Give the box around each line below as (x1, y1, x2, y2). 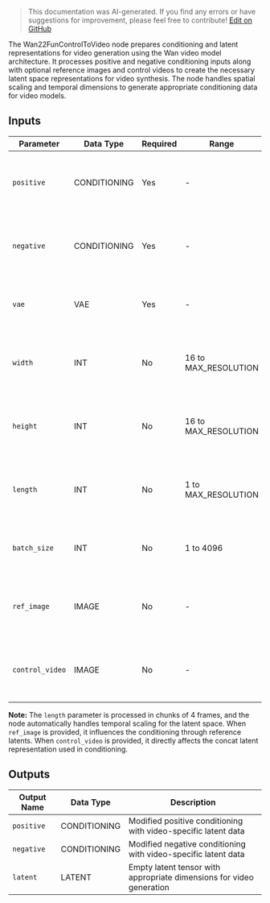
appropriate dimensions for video (128, 872, 255, 883)
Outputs (8, 768, 51, 781)
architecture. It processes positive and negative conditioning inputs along (8, 56, 252, 66)
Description (170, 797, 216, 808)
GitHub (27, 24, 52, 33)
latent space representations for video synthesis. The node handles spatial (8, 74, 256, 83)
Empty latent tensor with (128, 861, 221, 872)
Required (141, 138, 178, 149)
